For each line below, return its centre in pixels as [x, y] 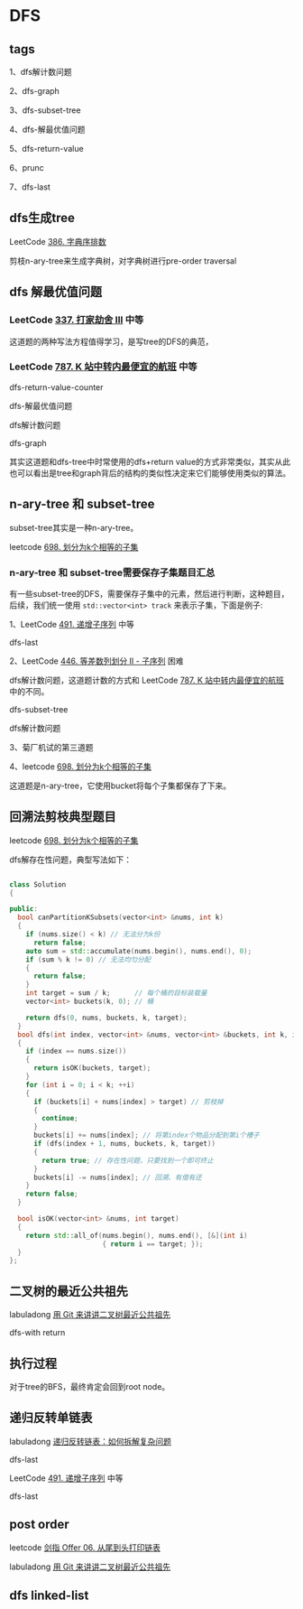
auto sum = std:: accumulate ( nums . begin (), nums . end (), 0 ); [139, 951]
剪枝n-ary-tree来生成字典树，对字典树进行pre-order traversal [123, 260]
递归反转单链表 [51, 1418]
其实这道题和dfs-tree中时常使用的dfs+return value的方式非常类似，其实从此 [150, 461]
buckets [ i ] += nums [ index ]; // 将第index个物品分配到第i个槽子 [146, 1135]
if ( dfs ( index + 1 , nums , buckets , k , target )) [124, 1144]
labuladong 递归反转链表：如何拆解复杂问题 [91, 1441]
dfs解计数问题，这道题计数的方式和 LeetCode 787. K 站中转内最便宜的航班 [147, 680]
